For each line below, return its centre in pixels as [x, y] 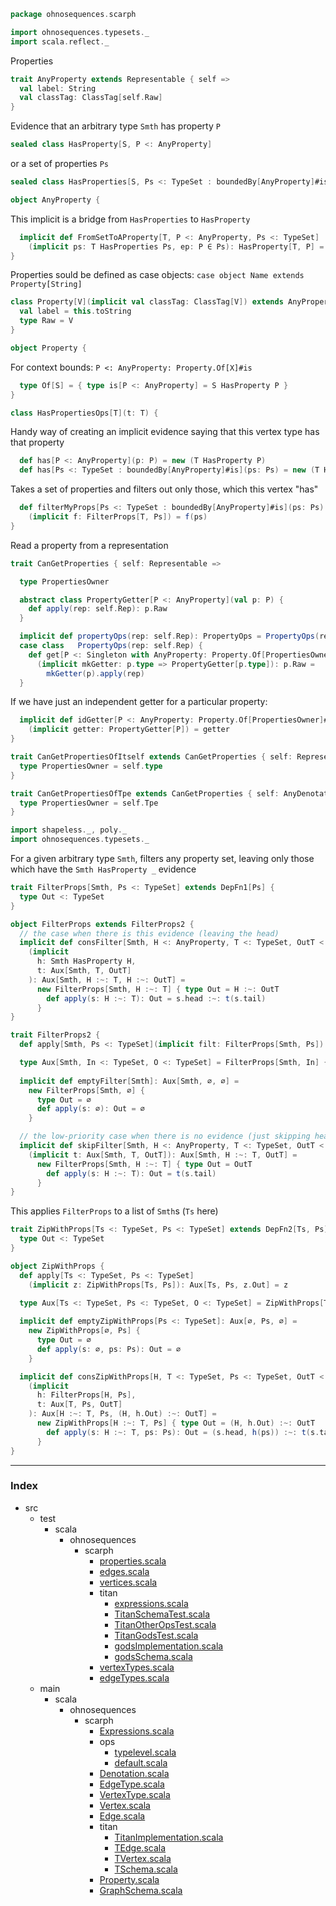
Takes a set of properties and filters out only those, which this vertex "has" [164, 489]
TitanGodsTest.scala [156, 1635]
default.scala [141, 1762]
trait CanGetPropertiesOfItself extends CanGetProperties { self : [151, 757]
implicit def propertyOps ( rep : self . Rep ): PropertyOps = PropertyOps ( [169, 636]
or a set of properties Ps [60, 163]
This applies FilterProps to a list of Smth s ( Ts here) [114, 1211]
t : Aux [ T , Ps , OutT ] [79, 1405]
